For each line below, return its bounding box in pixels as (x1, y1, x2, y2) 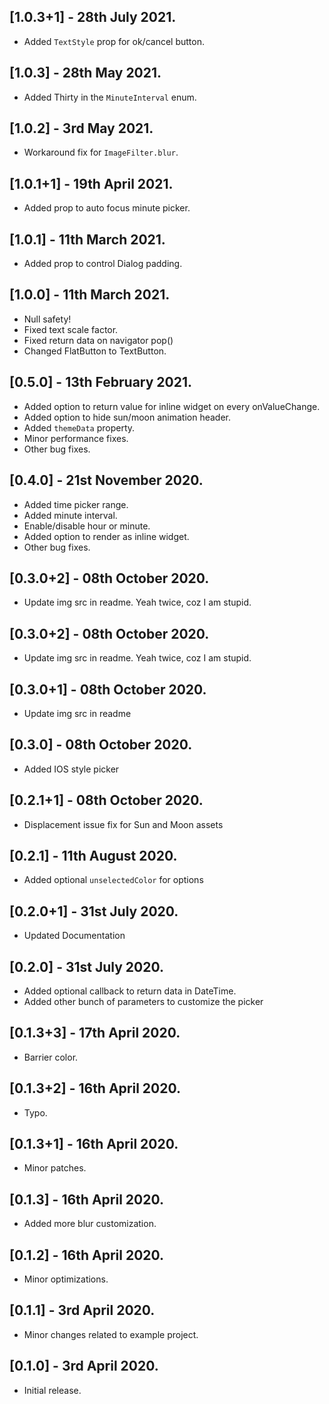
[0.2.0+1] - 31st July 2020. (9, 903, 179, 920)
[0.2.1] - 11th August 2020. (9, 847, 178, 864)
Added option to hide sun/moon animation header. (23, 411, 231, 423)
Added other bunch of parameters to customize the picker (23, 996, 264, 1007)
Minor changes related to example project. (23, 1328, 199, 1340)
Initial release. (23, 1384, 82, 1396)
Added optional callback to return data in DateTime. (23, 985, 237, 997)
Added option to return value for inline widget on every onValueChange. (23, 400, 321, 412)
